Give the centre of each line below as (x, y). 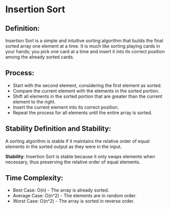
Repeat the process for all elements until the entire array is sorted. (82, 112)
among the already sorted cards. (40, 57)
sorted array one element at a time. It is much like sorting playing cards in (83, 46)
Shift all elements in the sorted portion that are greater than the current (87, 96)
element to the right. (34, 101)
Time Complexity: (34, 178)
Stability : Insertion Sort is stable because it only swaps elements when (80, 156)
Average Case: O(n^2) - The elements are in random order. (75, 196)
